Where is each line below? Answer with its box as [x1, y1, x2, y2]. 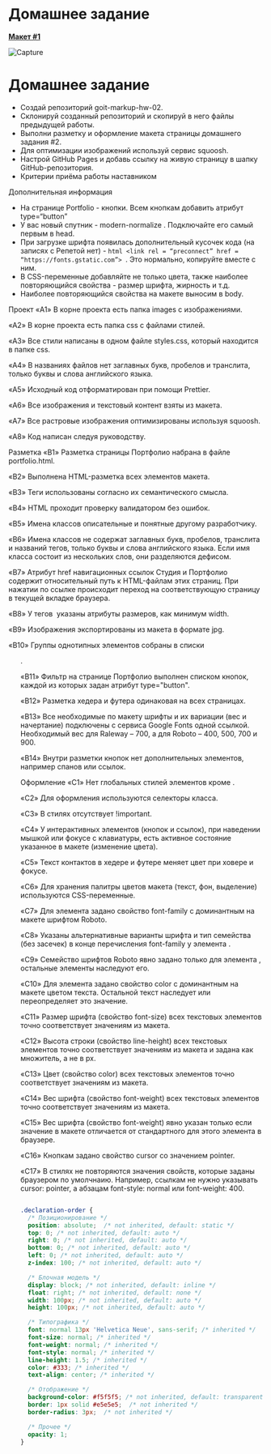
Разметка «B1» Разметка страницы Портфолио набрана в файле [8, 447, 231, 457]
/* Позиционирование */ [28, 1213, 108, 1222]
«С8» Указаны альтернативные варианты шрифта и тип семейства [19, 930, 252, 940]
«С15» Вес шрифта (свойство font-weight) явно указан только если [19, 1117, 252, 1127]
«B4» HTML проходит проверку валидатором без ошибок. [8, 503, 210, 513]
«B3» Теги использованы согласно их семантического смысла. [8, 487, 229, 497]
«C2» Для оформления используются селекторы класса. [19, 793, 218, 803]
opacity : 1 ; [28, 1431, 68, 1439]
